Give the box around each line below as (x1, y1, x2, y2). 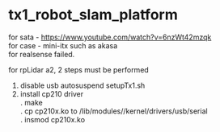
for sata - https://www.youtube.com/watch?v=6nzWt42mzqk (8, 32, 212, 42)
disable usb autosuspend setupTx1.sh (19, 80, 146, 90)
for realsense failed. (8, 49, 75, 59)
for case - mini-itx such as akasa (8, 40, 118, 50)
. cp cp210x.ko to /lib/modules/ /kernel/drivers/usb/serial (19, 106, 208, 116)
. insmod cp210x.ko (19, 114, 86, 124)
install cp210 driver (19, 89, 84, 98)
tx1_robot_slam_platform (8, 6, 178, 24)
